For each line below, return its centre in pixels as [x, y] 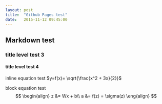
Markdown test [30, 40]
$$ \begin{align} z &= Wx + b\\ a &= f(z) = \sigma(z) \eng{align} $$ [86, 96]
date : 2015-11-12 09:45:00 [36, 19]
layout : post [19, 10]
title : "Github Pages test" [36, 15]
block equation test [26, 88]
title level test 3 [25, 55]
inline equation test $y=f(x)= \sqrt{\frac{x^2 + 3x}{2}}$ [64, 78]
